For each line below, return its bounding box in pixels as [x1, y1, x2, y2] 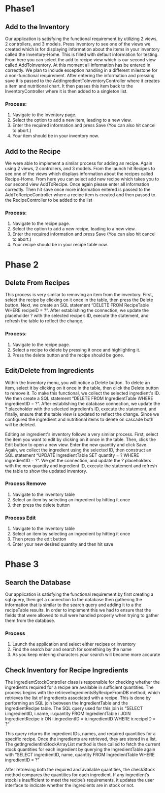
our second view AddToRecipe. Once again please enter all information [5, 181, 149, 187]
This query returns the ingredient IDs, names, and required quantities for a [5, 731, 156, 737]
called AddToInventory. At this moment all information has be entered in [5, 62, 151, 68]
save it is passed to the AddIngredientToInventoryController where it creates [5, 78, 160, 84]
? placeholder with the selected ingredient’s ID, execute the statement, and [5, 406, 157, 412]
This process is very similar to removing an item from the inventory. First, [5, 292, 153, 298]
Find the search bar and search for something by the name [12, 646, 132, 653]
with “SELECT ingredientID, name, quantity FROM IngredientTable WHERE [5, 752, 155, 758]
